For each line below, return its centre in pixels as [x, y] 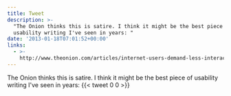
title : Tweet [26, 13]
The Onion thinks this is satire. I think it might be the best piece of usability [113, 77]
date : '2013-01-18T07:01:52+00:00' [58, 39]
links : [16, 45]
